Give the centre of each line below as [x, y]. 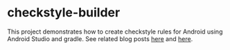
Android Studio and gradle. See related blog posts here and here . [100, 38]
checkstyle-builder [64, 13]
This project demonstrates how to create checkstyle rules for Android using [115, 32]
